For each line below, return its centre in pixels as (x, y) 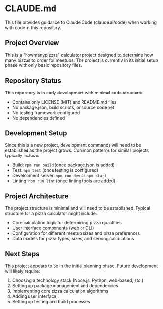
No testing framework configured (46, 112)
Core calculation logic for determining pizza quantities (67, 223)
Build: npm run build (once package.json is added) (64, 165)
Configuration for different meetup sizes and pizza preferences (76, 233)
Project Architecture (37, 196)
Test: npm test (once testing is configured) (55, 170)
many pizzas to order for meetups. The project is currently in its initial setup (81, 60)
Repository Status (33, 81)
